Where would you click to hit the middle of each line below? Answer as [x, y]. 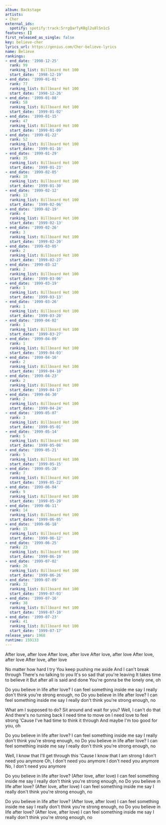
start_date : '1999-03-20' [37, 316]
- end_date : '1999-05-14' [32, 432]
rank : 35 [19, 158]
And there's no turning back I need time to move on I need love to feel [77, 715]
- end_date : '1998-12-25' [32, 61]
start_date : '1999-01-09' [37, 130]
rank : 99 [19, 65]
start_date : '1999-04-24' [37, 409]
